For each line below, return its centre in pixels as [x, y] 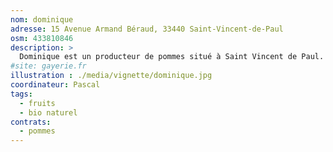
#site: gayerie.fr [48, 66]
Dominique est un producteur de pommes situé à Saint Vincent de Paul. [172, 57]
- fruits [37, 103]
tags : [21, 94]
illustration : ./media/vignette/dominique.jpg [111, 76]
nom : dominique [42, 19]
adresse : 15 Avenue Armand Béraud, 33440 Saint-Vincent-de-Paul [147, 29]
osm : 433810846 [42, 38]
